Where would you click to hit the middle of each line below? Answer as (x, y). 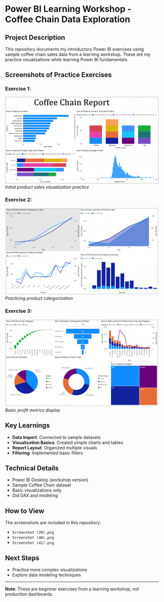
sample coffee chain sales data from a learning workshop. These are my (78, 54)
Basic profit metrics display (33, 410)
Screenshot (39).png (33, 533)
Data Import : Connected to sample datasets (56, 437)
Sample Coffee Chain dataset (42, 485)
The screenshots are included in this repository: (53, 523)
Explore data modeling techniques (47, 575)
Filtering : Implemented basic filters (47, 453)
